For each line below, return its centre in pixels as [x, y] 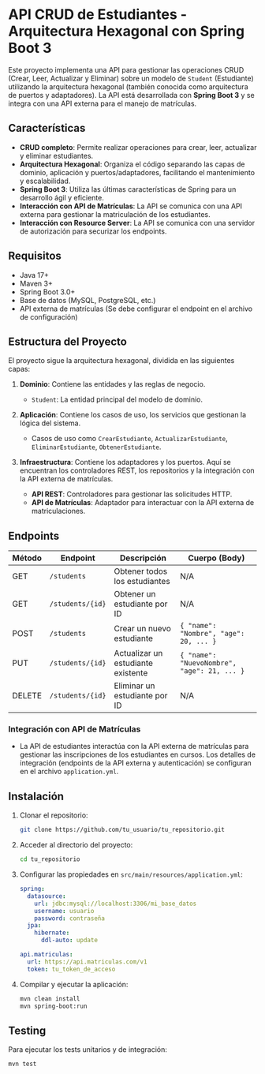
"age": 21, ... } [213, 671]
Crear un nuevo [143, 629]
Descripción [143, 558]
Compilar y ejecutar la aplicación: [74, 984]
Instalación [36, 796]
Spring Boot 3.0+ [47, 292]
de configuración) [49, 316]
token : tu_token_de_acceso [71, 969]
